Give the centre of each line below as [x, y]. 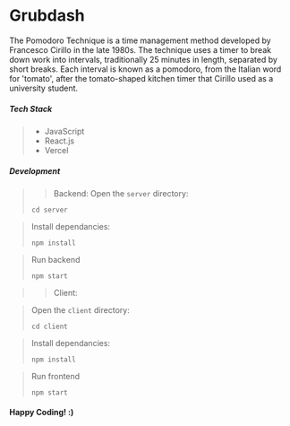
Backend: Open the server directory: [121, 193]
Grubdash [47, 16]
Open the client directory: [80, 309]
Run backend [55, 259]
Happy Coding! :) [42, 413]
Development [35, 170]
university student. [44, 88]
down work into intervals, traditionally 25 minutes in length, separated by [143, 59]
